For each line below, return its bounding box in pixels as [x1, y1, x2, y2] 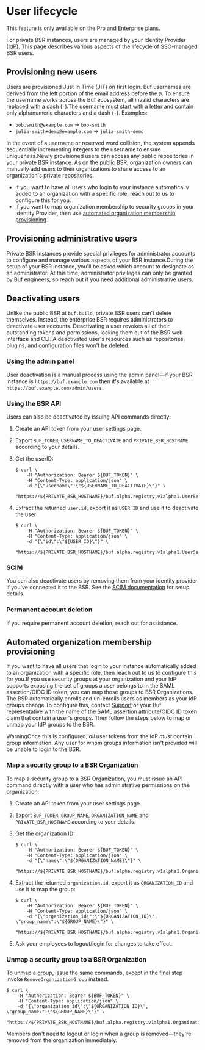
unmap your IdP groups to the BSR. [6, 721, 95, 728]
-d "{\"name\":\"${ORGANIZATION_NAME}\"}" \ [26, 857, 142, 864]
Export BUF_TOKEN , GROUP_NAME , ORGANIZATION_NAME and [15, 811, 149, 819]
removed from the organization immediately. [6, 1036, 118, 1044]
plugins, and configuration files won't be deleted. [6, 342, 130, 349]
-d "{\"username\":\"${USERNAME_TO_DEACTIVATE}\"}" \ [26, 483, 166, 489]
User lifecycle [6, 4, 78, 18]
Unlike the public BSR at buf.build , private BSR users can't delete [6, 309, 172, 317]
